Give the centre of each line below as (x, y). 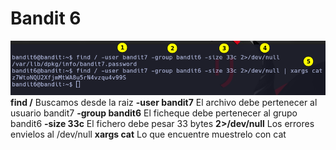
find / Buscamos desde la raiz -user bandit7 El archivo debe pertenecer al (164, 103)
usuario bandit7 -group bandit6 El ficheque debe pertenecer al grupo (154, 113)
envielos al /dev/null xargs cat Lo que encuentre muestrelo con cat (148, 134)
